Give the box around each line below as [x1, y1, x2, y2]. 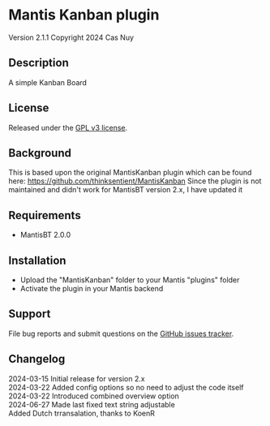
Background [8, 146, 71, 160]
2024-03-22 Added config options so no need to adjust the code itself [8, 382, 244, 392]
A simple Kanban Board [8, 77, 88, 87]
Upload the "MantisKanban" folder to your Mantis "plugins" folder [19, 275, 240, 285]
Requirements [8, 209, 81, 222]
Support [8, 307, 51, 321]
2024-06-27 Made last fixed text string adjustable [8, 399, 176, 409]
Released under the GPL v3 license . [8, 123, 128, 132]
